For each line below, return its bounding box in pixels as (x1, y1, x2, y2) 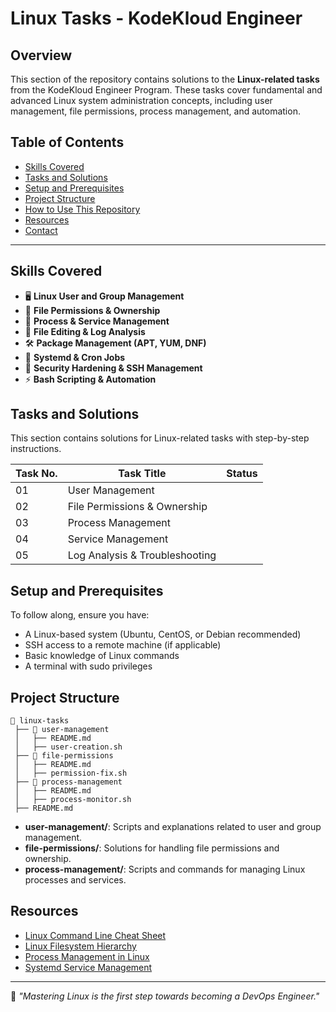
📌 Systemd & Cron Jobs (24, 351, 126, 363)
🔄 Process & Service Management (24, 315, 170, 327)
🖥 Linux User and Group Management (24, 290, 185, 302)
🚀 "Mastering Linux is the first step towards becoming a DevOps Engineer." (10, 990, 320, 1002)
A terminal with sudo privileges (24, 660, 153, 672)
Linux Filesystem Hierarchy (24, 940, 137, 952)
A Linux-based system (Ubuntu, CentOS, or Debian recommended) (24, 628, 302, 641)
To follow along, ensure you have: (10, 609, 150, 621)
